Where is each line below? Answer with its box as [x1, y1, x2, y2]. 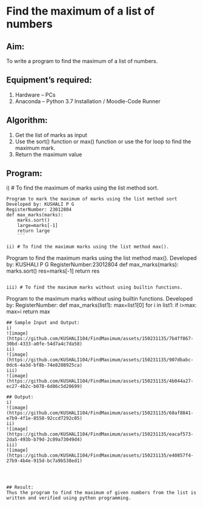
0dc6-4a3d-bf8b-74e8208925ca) [6, 362, 83, 369]
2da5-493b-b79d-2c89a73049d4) [6, 437, 83, 443]
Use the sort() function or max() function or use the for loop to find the [15, 138, 191, 145]
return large [17, 228, 50, 234]
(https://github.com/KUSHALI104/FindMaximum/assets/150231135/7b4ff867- [6, 336, 194, 342]
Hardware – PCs [15, 91, 56, 98]
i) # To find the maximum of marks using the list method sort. [6, 184, 159, 192]
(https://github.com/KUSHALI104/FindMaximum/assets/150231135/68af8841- [6, 410, 194, 417]
